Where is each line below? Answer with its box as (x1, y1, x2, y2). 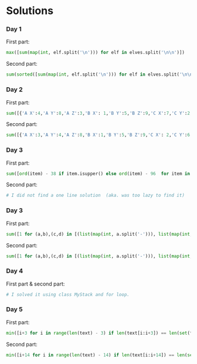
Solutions (6, 4, 54, 18)
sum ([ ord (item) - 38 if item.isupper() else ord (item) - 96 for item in (6, 171, 191, 176)
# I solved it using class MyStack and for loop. (6, 291, 130, 297)
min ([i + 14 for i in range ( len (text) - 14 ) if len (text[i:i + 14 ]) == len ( (6, 352, 188, 358)
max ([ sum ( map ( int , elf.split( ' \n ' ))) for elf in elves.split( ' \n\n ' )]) (6, 50, 185, 56)
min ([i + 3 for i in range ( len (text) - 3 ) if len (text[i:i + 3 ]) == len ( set (6, 330, 188, 336)
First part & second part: (6, 280, 65, 287)
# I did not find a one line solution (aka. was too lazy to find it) (6, 192, 185, 199)
